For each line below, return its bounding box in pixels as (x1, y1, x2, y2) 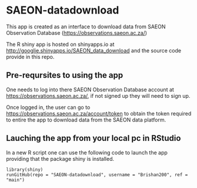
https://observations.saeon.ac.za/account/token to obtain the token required (6, 110, 192, 117)
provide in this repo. (6, 53, 55, 60)
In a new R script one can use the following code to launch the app (6, 149, 168, 156)
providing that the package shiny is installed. (6, 155, 115, 162)
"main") (6, 177, 25, 183)
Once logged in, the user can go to (6, 104, 91, 111)
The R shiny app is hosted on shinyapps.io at (6, 41, 115, 48)
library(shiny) (6, 166, 44, 173)
